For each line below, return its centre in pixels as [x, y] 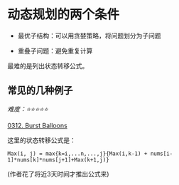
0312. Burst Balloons [37, 125]
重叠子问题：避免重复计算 [55, 51]
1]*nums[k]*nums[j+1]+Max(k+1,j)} [59, 160]
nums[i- [162, 154]
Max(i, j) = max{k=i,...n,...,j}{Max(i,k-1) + [77, 154]
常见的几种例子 [40, 91]
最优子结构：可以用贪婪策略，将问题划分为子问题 [89, 36]
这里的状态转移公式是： [42, 140]
